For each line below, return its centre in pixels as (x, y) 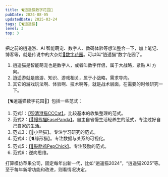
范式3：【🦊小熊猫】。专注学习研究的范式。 (55, 132)
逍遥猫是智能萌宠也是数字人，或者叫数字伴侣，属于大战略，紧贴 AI (82, 65)
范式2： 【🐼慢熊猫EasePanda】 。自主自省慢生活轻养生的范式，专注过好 (84, 119)
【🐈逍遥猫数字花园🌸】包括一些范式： (44, 101)
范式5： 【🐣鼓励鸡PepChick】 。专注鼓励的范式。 (61, 146)
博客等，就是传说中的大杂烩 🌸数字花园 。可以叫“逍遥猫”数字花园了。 (75, 54)
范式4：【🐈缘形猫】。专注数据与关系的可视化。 (60, 138)
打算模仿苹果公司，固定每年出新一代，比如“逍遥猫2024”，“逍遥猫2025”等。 (84, 163)
